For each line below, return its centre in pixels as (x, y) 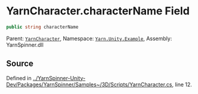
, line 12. (182, 84)
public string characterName (42, 27)
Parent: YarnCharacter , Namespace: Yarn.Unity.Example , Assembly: (89, 38)
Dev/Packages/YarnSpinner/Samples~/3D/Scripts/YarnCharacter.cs (89, 84)
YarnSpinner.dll (25, 45)
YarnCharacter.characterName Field (98, 11)
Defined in (19, 78)
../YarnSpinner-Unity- (59, 78)
